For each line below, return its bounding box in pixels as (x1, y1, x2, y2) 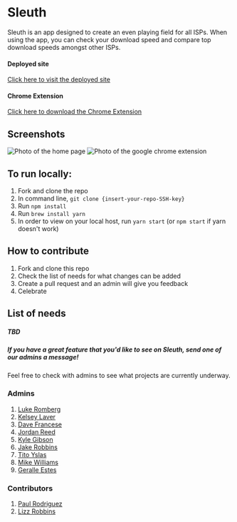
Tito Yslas (17, 450, 47, 459)
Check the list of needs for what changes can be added (17, 272, 181, 280)
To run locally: (7, 168, 73, 180)
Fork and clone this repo (17, 264, 90, 272)
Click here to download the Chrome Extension (7, 108, 142, 116)
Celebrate (17, 287, 48, 295)
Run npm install (17, 201, 67, 210)
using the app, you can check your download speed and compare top (7, 35, 211, 43)
